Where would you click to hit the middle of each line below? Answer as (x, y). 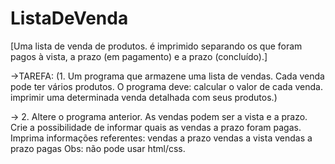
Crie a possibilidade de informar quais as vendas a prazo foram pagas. (156, 127)
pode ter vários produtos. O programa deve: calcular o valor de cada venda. (166, 86)
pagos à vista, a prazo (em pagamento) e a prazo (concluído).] (139, 56)
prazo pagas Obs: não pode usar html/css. (98, 148)
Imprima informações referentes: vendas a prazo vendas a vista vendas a (161, 138)
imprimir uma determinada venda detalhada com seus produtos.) (144, 97)
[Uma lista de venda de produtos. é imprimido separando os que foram (156, 46)
